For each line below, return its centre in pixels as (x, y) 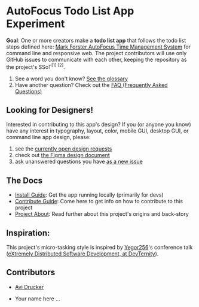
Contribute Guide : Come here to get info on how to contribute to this (99, 201)
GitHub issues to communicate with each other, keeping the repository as (97, 59)
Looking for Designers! (50, 110)
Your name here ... (38, 299)
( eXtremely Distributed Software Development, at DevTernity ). (82, 254)
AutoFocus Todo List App (70, 11)
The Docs (25, 180)
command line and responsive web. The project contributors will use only (97, 53)
